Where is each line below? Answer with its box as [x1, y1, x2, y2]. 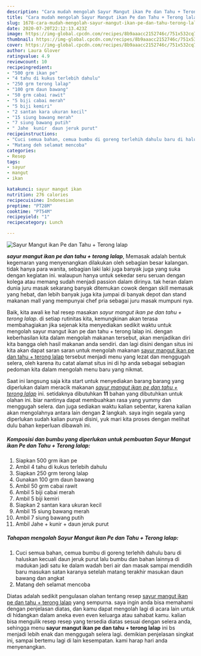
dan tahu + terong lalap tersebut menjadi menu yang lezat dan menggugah [7, 353, 190, 360]
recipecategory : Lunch [7, 219, 63, 226]
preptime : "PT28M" [7, 203, 52, 209]
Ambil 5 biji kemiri [15, 495, 59, 502]
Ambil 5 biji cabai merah [15, 488, 75, 496]
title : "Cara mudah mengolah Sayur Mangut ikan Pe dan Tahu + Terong [7, 14, 184, 20]
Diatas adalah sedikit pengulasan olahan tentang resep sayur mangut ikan [7, 592, 188, 599]
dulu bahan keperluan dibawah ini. [7, 422, 92, 429]
